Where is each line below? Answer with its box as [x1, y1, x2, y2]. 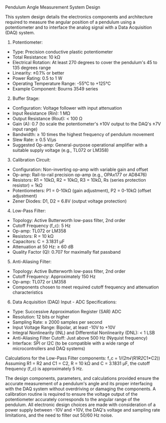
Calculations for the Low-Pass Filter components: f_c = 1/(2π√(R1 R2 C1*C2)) [5, 355, 161, 361]
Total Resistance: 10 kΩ [12, 54, 61, 60]
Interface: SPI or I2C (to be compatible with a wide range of [12, 340, 135, 346]
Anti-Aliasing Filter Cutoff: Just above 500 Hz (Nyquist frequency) [12, 335, 148, 341]
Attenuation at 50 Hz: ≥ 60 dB [12, 244, 74, 250]
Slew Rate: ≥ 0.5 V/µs [12, 137, 57, 142]
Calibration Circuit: [12, 157, 51, 163]
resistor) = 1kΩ [12, 182, 43, 188]
